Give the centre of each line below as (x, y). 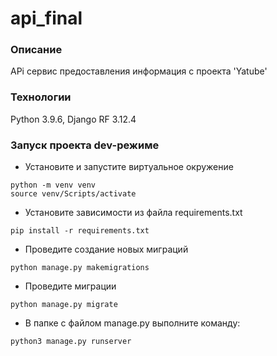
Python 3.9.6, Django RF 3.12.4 (73, 119)
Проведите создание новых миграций (106, 249)
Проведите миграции (70, 286)
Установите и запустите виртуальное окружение (129, 167)
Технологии (41, 97)
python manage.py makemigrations (80, 268)
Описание (36, 50)
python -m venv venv (53, 185)
